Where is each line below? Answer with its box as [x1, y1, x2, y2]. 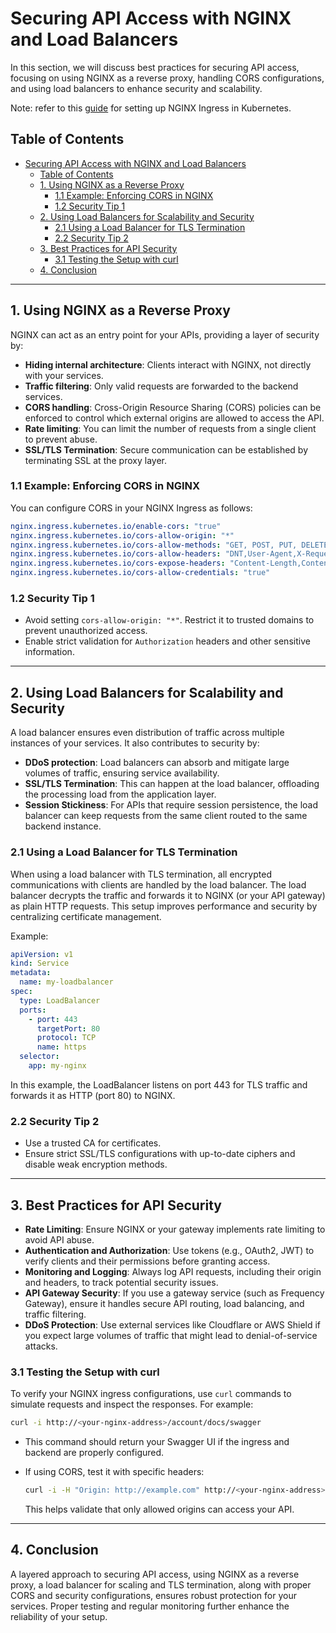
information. [24, 646, 75, 658]
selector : [19, 1052, 60, 1062]
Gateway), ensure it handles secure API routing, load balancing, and [24, 1298, 305, 1309]
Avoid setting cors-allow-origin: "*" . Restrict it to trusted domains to [24, 614, 315, 626]
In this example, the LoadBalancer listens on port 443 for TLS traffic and [10, 1078, 308, 1091]
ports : [19, 1005, 47, 1015]
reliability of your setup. [10, 1610, 108, 1622]
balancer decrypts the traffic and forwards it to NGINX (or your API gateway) [10, 889, 326, 901]
